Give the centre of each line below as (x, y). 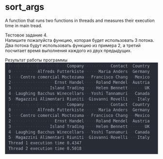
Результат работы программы (36, 60)
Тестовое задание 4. (26, 35)
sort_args (25, 7)
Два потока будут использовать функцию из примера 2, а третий (73, 45)
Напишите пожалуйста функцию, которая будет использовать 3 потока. (80, 40)
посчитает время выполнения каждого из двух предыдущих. (68, 51)
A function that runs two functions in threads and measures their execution (80, 20)
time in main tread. (24, 25)
